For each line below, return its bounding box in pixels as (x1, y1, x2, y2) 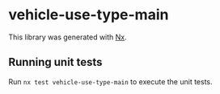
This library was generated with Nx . (8, 32, 127, 42)
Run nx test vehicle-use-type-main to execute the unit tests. (8, 76, 213, 86)
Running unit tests (8, 55, 103, 69)
